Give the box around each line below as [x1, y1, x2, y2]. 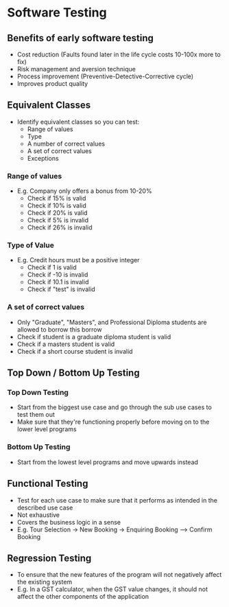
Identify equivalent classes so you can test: [16, 117, 140, 126]
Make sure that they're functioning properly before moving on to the [16, 417, 210, 426]
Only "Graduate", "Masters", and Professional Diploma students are [16, 318, 207, 326]
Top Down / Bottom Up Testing [7, 367, 140, 379]
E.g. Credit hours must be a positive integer [16, 256, 140, 264]
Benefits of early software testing [7, 32, 154, 44]
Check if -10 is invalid [27, 271, 88, 279]
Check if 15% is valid [27, 194, 86, 203]
